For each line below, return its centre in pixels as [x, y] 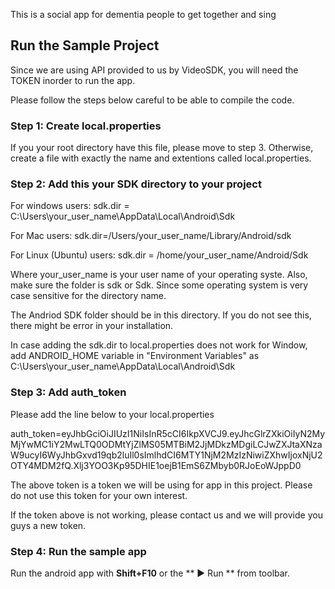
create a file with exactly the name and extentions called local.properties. [161, 158]
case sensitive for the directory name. [88, 296]
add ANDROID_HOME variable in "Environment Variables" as [135, 356]
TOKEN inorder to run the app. [73, 80]
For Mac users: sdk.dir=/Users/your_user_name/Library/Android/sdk [151, 236]
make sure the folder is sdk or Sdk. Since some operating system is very [159, 285]
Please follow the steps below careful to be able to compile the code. [152, 100]
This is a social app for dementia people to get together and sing [143, 14]
